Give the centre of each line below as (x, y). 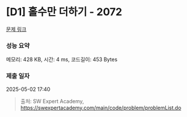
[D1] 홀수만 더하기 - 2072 (64, 12)
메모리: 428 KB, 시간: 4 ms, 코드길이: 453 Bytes (62, 59)
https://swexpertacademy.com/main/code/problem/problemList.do (101, 108)
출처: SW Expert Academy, (52, 101)
